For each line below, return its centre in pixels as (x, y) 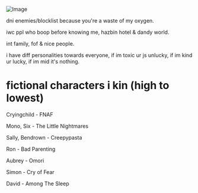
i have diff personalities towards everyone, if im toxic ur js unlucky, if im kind (99, 55)
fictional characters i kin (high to (88, 86)
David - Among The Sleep (38, 183)
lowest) (25, 98)
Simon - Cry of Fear (30, 172)
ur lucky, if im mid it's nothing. (43, 61)
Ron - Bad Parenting (31, 149)
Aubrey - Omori (25, 160)
